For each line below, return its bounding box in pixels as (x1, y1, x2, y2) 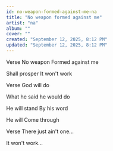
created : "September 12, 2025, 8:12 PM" (6, 36, 108, 42)
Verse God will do (6, 81, 49, 88)
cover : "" (6, 31, 31, 37)
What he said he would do (6, 93, 70, 100)
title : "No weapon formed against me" (6, 14, 102, 20)
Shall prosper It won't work (6, 70, 73, 77)
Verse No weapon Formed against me (6, 58, 99, 66)
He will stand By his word (6, 104, 68, 112)
